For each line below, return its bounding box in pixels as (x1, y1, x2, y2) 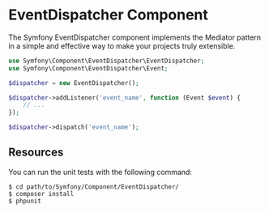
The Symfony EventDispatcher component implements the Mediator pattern (8, 32, 262, 42)
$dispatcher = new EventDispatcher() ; (8, 79, 139, 87)
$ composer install (8, 190, 75, 198)
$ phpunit (8, 197, 42, 205)
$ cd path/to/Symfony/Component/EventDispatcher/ (8, 182, 180, 191)
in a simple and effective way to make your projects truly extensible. (8, 40, 236, 50)
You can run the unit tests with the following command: (8, 167, 193, 177)
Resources (8, 146, 64, 160)
